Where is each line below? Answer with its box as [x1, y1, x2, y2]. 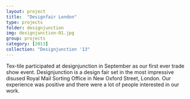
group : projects [6, 36, 46, 41]
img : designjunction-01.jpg [6, 30, 75, 36]
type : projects [6, 19, 43, 25]
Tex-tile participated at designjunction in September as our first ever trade [6, 62, 185, 69]
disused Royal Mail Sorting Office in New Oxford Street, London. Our [6, 75, 171, 82]
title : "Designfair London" [6, 14, 77, 20]
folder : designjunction [6, 24, 64, 31]
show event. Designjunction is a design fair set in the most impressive [6, 68, 174, 76]
